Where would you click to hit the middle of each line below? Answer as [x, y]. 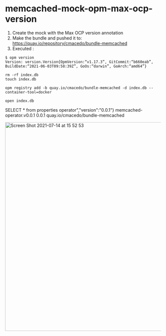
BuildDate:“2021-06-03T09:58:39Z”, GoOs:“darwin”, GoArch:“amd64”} [76, 66]
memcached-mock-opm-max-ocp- [79, 9]
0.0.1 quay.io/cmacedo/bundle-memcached [80, 115]
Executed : [23, 48]
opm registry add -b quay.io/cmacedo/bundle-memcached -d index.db [76, 88]
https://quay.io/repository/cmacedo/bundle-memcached [70, 43]
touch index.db [21, 79]
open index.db [20, 101]
